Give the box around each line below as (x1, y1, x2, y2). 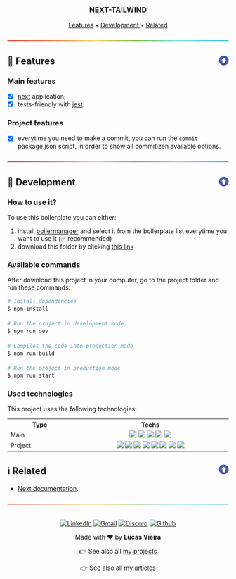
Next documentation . (17, 484, 79, 492)
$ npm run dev (7, 328, 49, 335)
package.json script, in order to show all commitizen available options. (17, 142, 221, 151)
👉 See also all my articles (80, 564, 156, 572)
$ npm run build (7, 350, 55, 357)
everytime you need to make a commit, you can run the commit (17, 134, 198, 142)
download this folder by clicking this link (17, 242, 134, 251)
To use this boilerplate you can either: (7, 213, 117, 222)
